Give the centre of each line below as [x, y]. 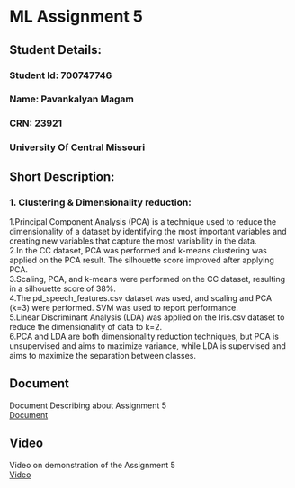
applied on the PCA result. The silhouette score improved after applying [142, 260]
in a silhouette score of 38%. [63, 288]
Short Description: [62, 177]
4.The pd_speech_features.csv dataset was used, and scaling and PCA [141, 297]
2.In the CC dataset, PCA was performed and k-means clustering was [139, 250]
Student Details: [55, 50]
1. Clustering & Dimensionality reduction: [100, 202]
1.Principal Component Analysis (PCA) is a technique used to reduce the [143, 221]
